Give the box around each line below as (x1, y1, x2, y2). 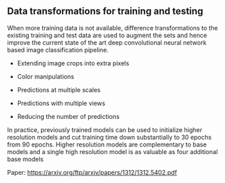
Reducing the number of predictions (17, 112, 120, 120)
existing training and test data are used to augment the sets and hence (7, 31, 208, 39)
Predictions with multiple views (17, 99, 105, 107)
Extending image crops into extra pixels (17, 58, 129, 67)
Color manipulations (17, 72, 74, 80)
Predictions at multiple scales (17, 85, 101, 94)
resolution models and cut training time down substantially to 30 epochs (7, 133, 212, 141)
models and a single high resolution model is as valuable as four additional (7, 147, 218, 155)
